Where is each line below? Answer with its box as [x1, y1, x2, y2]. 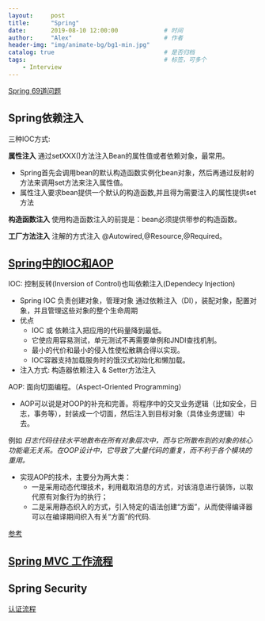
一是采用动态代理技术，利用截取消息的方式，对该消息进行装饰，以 [31, 482, 247, 492]
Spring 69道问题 [8, 86, 62, 95]
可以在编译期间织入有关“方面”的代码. [31, 512, 151, 522]
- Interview [22, 63, 62, 71]
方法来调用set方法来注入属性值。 [19, 178, 127, 187]
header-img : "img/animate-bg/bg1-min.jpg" [8, 41, 150, 49]
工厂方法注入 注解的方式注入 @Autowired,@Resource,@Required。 [8, 231, 227, 240]
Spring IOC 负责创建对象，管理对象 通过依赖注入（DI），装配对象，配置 [19, 296, 251, 305]
